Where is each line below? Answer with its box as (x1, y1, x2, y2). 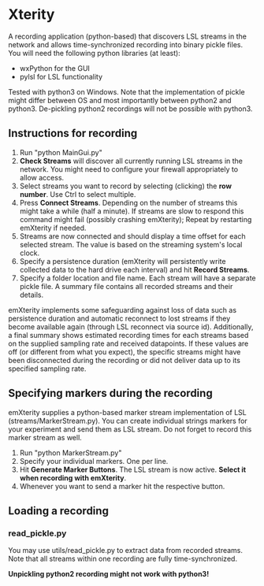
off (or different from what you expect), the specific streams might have (8, 347, 241, 356)
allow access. (19, 172, 65, 182)
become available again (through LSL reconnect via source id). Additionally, (8, 321, 254, 332)
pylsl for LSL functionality (19, 72, 102, 81)
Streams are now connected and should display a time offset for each (19, 231, 246, 241)
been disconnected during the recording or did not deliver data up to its (8, 355, 240, 365)
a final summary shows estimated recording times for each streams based (8, 330, 249, 339)
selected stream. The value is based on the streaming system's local (19, 239, 243, 249)
